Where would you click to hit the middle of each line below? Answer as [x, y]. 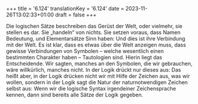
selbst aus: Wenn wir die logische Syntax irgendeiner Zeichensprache [91, 88]
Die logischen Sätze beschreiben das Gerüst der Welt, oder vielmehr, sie [94, 26]
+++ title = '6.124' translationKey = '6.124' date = [65, 9]
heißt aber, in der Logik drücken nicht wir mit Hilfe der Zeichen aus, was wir [98, 76]
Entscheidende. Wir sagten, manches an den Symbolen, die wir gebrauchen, [99, 63]
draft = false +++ [76, 15]
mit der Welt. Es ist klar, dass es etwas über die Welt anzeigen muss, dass [96, 45]
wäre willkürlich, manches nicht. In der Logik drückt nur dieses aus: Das [94, 70]
